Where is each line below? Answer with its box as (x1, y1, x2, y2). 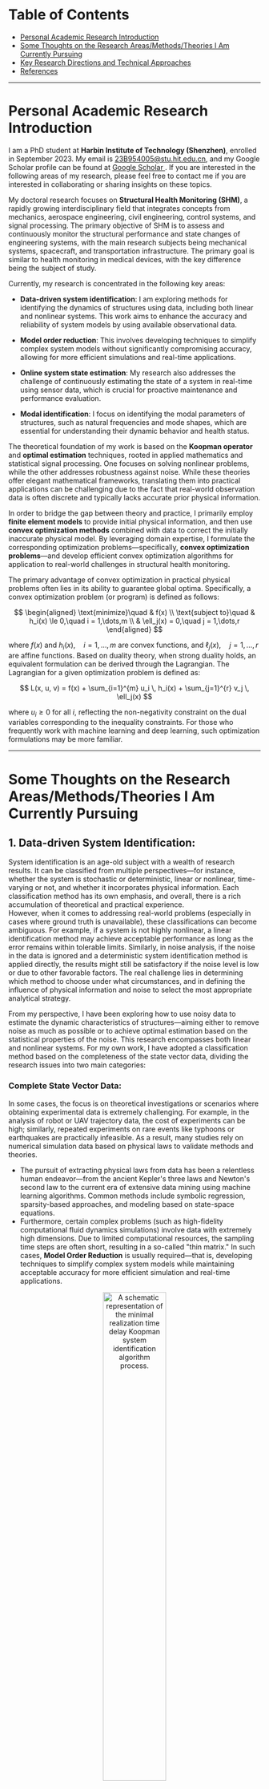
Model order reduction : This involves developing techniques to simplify (19, 335, 257, 345)
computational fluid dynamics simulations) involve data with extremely (19, 1224, 252, 1234)
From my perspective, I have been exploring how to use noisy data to (8, 1009, 236, 1019)
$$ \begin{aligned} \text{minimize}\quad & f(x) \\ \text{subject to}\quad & (14, 607, 255, 617)
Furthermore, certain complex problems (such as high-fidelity (19, 1216, 224, 1226)
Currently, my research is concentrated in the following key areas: (8, 278, 226, 288)
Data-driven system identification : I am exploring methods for (19, 294, 228, 304)
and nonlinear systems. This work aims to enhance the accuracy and (19, 311, 247, 321)
